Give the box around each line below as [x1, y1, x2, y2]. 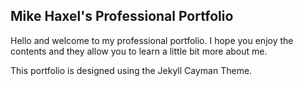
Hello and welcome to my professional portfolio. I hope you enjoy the [10, 34, 294, 46]
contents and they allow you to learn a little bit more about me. [10, 45, 268, 57]
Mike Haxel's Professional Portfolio [10, 8, 234, 25]
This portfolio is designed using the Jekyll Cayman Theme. [10, 64, 253, 76]
